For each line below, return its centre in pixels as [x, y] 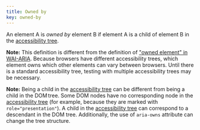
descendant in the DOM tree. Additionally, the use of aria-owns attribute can [100, 114]
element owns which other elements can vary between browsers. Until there [100, 65]
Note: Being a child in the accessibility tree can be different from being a [96, 89]
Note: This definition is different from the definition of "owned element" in [97, 52]
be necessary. [24, 78]
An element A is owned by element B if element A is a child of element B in [98, 34]
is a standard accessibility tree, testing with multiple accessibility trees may [99, 71]
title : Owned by [26, 12]
